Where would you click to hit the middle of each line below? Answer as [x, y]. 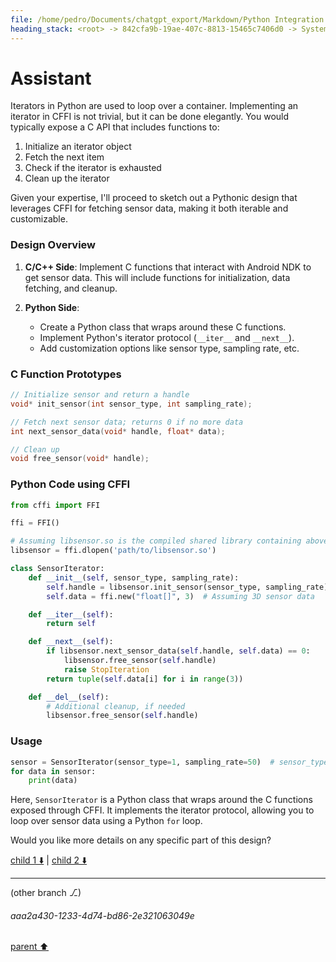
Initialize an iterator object [78, 147]
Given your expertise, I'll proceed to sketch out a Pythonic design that [154, 198]
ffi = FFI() [35, 523]
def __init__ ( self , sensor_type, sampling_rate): [134, 577]
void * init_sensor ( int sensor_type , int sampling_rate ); [131, 404]
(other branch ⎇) [46, 893]
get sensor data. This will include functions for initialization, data [157, 277]
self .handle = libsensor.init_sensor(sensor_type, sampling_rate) [187, 587]
